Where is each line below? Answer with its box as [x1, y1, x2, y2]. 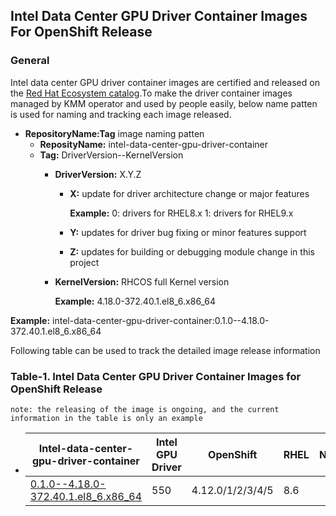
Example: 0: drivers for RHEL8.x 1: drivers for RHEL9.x [69, 207, 294, 219]
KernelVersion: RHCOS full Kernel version [54, 275, 230, 288]
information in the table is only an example [10, 413, 203, 423]
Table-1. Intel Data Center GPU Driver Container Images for [10, 369, 302, 383]
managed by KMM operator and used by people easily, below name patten [10, 97, 318, 109]
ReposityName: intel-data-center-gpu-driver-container [39, 138, 268, 150]
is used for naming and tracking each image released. [10, 108, 232, 120]
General [10, 54, 50, 68]
